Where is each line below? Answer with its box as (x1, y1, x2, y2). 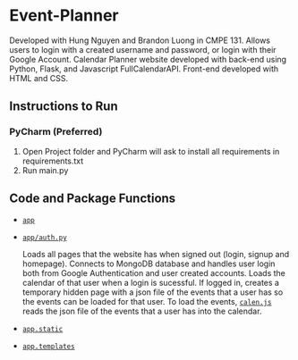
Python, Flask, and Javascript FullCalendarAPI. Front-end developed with (9, 63, 279, 74)
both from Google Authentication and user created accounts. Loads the (21, 268, 286, 279)
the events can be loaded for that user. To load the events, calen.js (21, 297, 272, 307)
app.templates (21, 342, 75, 351)
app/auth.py (21, 233, 67, 242)
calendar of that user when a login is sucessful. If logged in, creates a (21, 278, 280, 289)
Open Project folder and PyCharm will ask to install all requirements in (21, 146, 280, 156)
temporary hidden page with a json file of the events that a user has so (21, 287, 284, 297)
